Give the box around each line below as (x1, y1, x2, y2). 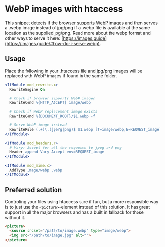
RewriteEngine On (9, 87, 45, 92)
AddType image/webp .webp (9, 168, 63, 173)
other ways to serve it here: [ (5, 35, 64, 41)
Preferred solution (5, 186, 62, 194)
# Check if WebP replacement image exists (9, 109, 98, 114)
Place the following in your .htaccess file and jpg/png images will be (5, 68, 143, 74)
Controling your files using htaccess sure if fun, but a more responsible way (5, 198, 159, 204)
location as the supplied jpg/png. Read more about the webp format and (5, 30, 151, 36)
